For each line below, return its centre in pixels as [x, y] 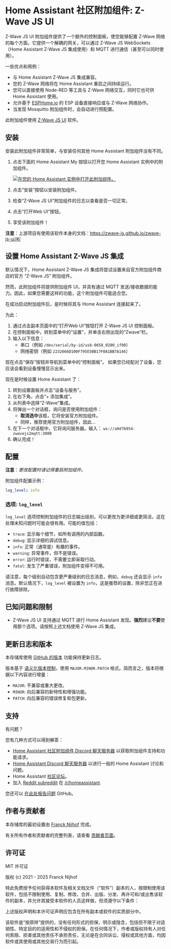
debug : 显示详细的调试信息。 [42, 540]
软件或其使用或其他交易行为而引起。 [43, 941]
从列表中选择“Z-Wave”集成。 [43, 403]
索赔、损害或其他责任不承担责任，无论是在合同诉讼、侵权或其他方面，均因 [88, 935]
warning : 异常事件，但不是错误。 [46, 553]
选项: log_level [24, 505]
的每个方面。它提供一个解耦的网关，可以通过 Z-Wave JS [64, 43]
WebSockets [137, 43]
